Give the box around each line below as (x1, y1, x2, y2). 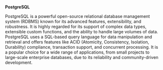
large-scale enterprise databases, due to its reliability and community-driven (5, 55, 159, 60)
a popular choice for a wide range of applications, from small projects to (5, 49, 150, 55)
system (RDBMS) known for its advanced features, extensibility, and (5, 19, 142, 24)
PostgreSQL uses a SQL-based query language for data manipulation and (5, 34, 152, 40)
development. (5, 60, 33, 65)
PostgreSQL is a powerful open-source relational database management (5, 14, 150, 19)
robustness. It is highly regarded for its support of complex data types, (5, 24, 147, 29)
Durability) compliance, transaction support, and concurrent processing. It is (5, 44, 158, 50)
